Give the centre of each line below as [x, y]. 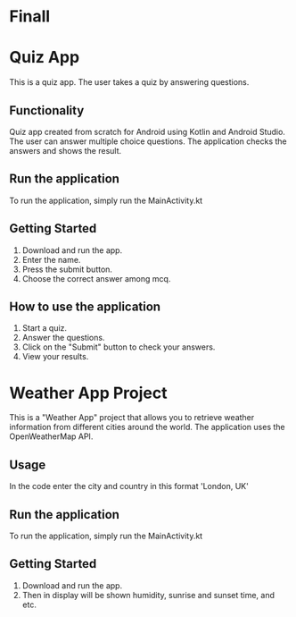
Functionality [47, 110]
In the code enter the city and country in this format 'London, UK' [129, 486]
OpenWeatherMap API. [51, 436]
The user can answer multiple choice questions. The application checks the [148, 141]
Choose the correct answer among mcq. [96, 278]
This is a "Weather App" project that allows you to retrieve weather [132, 418]
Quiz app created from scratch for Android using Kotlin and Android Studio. [147, 131]
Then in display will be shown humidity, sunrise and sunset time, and [148, 595]
